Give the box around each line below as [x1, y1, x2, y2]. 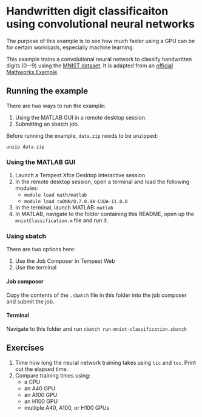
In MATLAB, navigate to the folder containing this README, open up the [15, 211, 194, 218]
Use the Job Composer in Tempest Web [15, 257, 115, 265]
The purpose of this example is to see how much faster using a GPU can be [6, 37, 195, 44]
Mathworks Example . [6, 68, 59, 75]
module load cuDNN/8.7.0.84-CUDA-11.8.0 [24, 198, 128, 205]
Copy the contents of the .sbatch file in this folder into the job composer [6, 291, 187, 299]
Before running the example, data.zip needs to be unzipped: [6, 132, 158, 139]
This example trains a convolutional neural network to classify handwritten [6, 55, 192, 63]
